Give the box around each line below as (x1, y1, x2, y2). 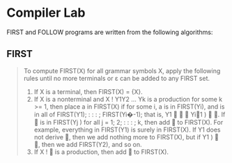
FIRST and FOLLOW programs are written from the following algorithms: (6, 28, 213, 36)
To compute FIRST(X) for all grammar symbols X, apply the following (23, 66, 221, 75)
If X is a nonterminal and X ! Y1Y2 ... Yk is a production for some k (33, 95, 223, 103)
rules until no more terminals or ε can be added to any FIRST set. (23, 74, 210, 82)
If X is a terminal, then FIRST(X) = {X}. (33, 87, 144, 95)
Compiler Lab (6, 5, 86, 21)
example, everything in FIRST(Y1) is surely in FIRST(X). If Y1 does (33, 125, 221, 134)
